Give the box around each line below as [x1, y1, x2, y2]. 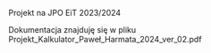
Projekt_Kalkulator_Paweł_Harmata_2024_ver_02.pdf [8, 34, 202, 44]
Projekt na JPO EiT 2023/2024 [8, 8, 122, 18]
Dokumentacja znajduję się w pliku [8, 25, 137, 34]
